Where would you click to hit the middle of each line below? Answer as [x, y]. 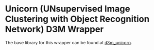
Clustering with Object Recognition [77, 19]
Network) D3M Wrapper [54, 29]
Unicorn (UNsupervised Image [68, 9]
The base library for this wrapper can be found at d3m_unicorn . [68, 42]
